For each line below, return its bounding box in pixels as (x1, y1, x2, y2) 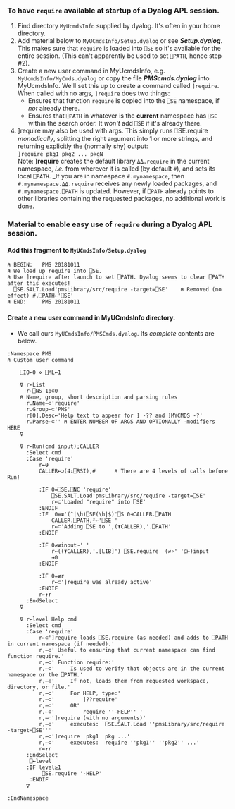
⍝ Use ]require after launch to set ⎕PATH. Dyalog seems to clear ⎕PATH (7, 274, 225, 281)
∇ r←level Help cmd (20, 616, 77, 623)
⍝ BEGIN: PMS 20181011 (7, 262, 80, 269)
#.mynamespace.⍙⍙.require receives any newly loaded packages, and (17, 179, 217, 188)
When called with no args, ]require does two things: (17, 89, 170, 97)
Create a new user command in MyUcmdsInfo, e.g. (17, 66, 165, 75)
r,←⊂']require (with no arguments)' (38, 714, 146, 722)
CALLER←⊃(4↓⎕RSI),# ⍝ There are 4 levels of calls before (38, 468, 229, 475)
